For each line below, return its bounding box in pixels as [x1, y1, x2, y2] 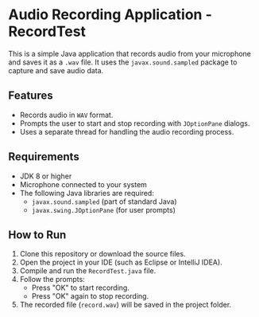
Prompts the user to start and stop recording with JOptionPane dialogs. [19, 118, 250, 128]
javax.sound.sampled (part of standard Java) [31, 197, 177, 206]
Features [8, 89, 53, 103]
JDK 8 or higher [19, 171, 72, 181]
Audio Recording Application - [8, 6, 213, 24]
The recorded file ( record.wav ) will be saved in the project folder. [19, 300, 232, 310]
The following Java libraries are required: [19, 188, 155, 198]
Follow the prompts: [19, 275, 85, 284]
